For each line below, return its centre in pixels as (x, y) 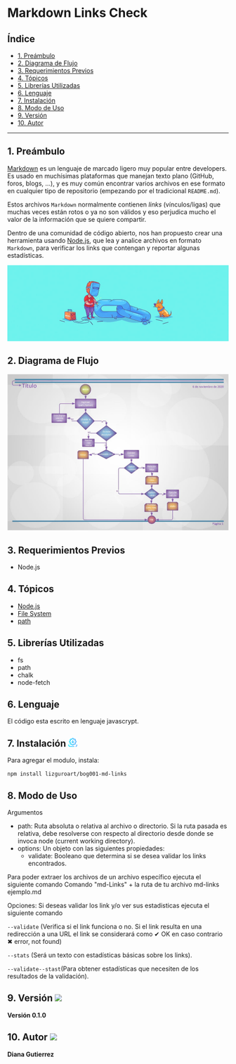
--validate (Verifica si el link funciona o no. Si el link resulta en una (105, 927)
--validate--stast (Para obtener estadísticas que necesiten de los (103, 969)
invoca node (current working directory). (76, 841)
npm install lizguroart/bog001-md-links (67, 774)
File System (34, 613)
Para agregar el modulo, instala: (53, 761)
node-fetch (34, 682)
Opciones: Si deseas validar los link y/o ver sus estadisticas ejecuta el (108, 906)
